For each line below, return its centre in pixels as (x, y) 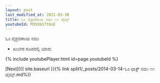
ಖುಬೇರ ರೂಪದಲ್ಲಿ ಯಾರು (32, 49)
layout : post (19, 10)
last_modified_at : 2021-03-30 (37, 15)
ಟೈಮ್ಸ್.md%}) (18, 75)
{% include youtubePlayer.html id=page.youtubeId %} (62, 59)
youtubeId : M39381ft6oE (31, 24)
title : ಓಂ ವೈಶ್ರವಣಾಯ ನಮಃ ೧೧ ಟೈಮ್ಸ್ (37, 19)
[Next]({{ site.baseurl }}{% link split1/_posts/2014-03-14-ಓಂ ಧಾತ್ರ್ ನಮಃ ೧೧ (80, 69)
